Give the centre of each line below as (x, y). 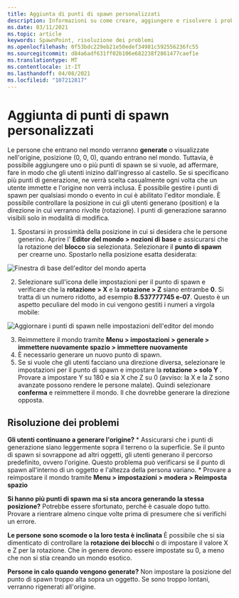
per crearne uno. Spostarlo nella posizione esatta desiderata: (107, 255)
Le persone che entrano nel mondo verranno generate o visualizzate (108, 150)
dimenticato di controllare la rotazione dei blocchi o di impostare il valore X (118, 543)
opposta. (31, 400)
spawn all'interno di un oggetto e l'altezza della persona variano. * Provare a (119, 470)
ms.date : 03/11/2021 (38, 27)
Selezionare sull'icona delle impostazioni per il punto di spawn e (112, 282)
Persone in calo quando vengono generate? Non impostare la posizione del (119, 572)
